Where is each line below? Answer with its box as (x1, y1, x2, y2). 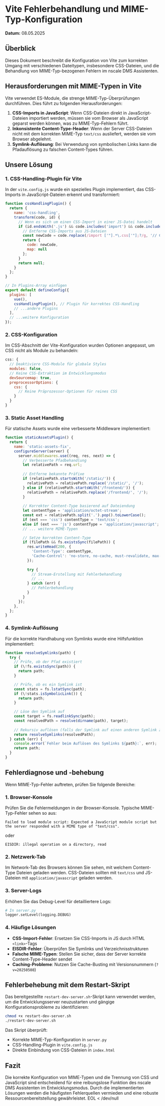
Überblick (5, 44, 36, 53)
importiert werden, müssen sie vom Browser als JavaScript (29, 115, 148, 121)
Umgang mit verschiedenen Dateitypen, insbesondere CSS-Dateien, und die (5, 62, 160, 68)
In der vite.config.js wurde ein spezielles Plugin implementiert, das (5, 187, 144, 193)
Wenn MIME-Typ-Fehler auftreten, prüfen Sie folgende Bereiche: (5, 781, 136, 787)
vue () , (14, 297, 27, 302)
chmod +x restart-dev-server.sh (5, 1014, 71, 1019)
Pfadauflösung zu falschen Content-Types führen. (12, 146, 114, 152)
